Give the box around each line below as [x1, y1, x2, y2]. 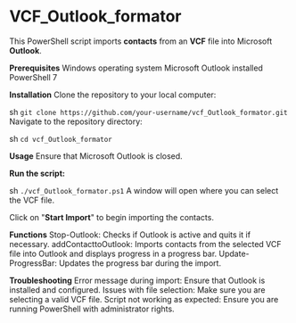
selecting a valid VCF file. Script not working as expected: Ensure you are [9, 294, 279, 304]
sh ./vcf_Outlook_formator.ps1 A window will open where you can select [9, 185, 279, 195]
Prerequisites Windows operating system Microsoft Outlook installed [9, 62, 263, 73]
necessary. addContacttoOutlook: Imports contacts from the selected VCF [9, 238, 283, 249]
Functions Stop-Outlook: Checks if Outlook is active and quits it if [9, 229, 251, 240]
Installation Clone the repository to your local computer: [9, 89, 217, 100]
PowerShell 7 [9, 71, 58, 82]
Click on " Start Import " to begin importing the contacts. [9, 211, 214, 222]
